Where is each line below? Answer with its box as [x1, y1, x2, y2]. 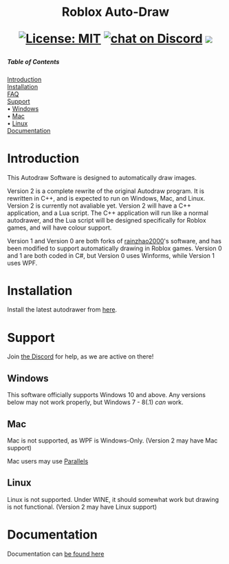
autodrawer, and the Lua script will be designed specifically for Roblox [7, 216, 206, 224]
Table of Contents [7, 58, 60, 66]
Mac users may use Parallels [7, 457, 89, 465]
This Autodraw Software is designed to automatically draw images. [7, 173, 197, 181]
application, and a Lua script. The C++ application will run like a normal [7, 208, 208, 217]
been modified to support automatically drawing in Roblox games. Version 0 [7, 244, 222, 252]
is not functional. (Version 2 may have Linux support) [7, 503, 157, 511]
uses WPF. [7, 259, 38, 267]
